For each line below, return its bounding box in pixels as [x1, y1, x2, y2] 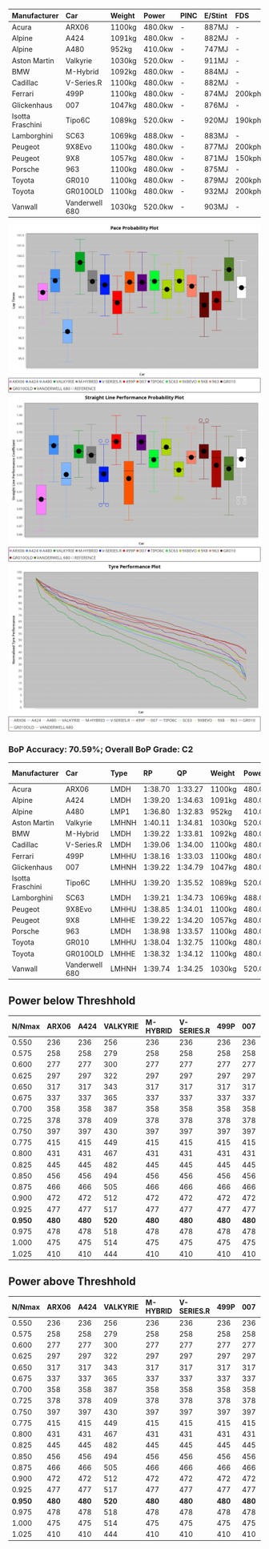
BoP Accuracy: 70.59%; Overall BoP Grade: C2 [8, 744, 194, 755]
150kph [235, 153, 262, 163]
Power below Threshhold [8, 993, 136, 1007]
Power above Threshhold [8, 1274, 136, 1288]
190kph [235, 115, 262, 125]
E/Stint [203, 10, 228, 20]
